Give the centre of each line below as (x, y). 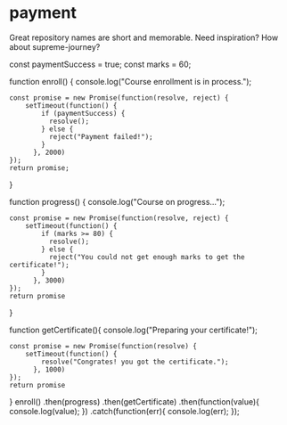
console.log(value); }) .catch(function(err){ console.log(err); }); (125, 411)
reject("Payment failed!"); (101, 136)
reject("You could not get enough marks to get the (147, 257)
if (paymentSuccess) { (83, 113)
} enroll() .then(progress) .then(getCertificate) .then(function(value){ (135, 401)
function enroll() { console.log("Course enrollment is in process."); (131, 81)
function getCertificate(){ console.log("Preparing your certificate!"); (134, 330)
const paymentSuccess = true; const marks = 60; (100, 64)
